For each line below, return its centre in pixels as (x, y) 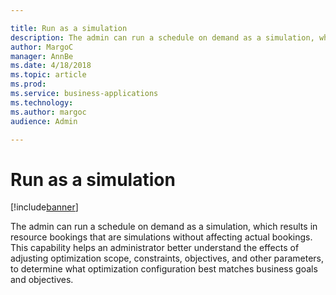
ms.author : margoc (48, 112)
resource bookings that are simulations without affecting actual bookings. (161, 237)
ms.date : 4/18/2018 (51, 66)
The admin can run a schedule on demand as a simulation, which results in (164, 227)
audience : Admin (44, 121)
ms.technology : (42, 102)
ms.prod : (28, 84)
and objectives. (42, 280)
